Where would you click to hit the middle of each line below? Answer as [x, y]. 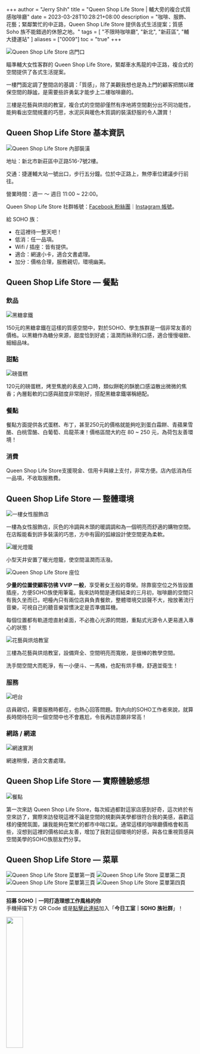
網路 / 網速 [21, 734]
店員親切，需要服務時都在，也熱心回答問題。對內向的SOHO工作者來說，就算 [100, 709]
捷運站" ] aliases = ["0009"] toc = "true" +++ [66, 39]
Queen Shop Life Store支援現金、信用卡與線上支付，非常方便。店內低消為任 [99, 471]
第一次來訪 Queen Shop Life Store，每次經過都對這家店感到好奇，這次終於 [97, 809]
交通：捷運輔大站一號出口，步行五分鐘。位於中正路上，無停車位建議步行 [95, 174]
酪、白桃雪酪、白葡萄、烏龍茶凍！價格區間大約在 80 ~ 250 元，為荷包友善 [97, 432]
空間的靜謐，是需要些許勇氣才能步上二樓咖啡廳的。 [74, 92]
